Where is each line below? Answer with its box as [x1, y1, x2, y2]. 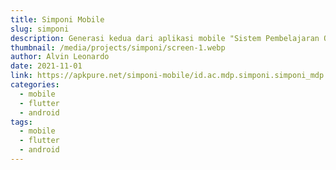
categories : [10, 80, 60, 90]
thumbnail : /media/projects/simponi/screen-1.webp [10, 42, 226, 53]
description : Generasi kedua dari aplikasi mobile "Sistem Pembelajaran [10, 33, 320, 43]
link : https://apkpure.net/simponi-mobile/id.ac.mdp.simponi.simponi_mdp [10, 71, 325, 81]
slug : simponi [10, 24, 70, 34]
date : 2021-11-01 [10, 61, 83, 71]
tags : [10, 117, 33, 127]
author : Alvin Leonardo [10, 52, 110, 62]
